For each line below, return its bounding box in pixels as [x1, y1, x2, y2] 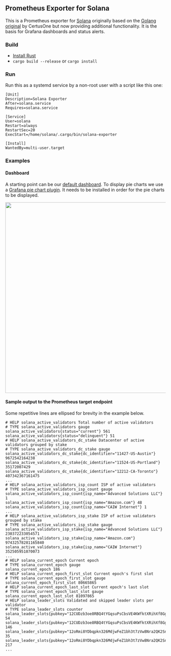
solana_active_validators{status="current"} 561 [5, 429, 110, 434]
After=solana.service [5, 101, 51, 106]
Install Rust [12, 53, 36, 59]
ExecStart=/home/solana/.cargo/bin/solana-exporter [5, 132, 117, 137]
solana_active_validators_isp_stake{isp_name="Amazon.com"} [5, 535, 136, 541]
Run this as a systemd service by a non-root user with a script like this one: [5, 82, 163, 88]
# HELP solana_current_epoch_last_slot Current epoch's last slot [5, 584, 149, 589]
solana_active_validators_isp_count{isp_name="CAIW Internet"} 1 [5, 504, 147, 510]
